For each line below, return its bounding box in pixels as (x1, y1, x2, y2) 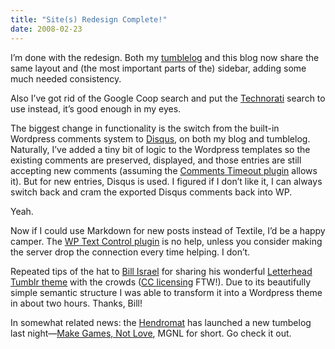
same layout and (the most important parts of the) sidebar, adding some (10, 62, 307, 74)
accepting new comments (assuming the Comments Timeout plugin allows (10, 164, 318, 176)
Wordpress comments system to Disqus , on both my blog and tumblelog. (10, 132, 311, 145)
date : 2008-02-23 (10, 24, 83, 34)
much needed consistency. (10, 72, 122, 85)
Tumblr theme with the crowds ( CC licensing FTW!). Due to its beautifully (10, 276, 312, 288)
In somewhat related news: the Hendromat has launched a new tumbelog (10, 316, 312, 328)
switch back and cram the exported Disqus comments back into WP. (10, 186, 293, 198)
